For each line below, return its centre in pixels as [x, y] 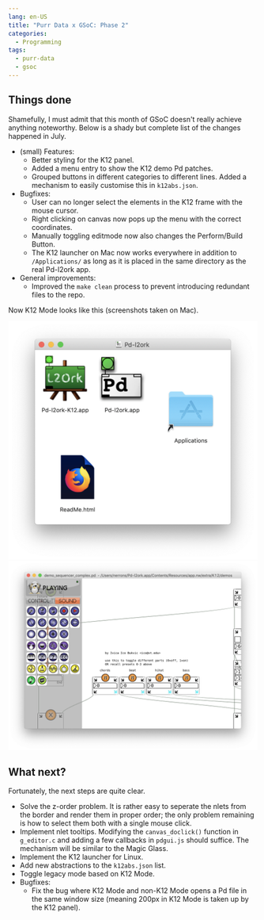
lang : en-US [28, 17]
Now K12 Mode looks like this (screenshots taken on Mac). [104, 310]
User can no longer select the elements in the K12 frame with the [137, 201]
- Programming [38, 42]
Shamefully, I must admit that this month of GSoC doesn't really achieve [125, 119]
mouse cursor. [55, 210]
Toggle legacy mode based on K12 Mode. [87, 874]
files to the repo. [58, 294]
